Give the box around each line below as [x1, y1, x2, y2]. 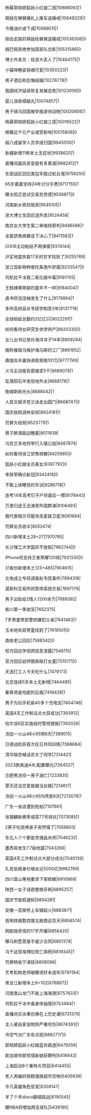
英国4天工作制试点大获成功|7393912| [5, 710, 79, 716]
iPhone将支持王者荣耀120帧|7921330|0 [5, 555, 83, 560]
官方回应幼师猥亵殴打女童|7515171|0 [5, 659, 77, 664]
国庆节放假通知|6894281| [5, 897, 56, 903]
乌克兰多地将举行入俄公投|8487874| [5, 440, 77, 446]
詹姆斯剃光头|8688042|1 [5, 389, 55, 394]
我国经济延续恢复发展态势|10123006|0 [5, 88, 81, 93]
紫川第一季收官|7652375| [5, 606, 56, 612]
